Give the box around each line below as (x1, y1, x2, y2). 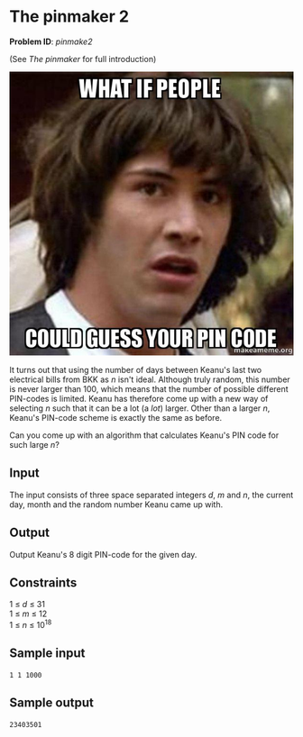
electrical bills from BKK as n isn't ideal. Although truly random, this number (9, 374, 290, 385)
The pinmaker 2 (9, 6, 129, 27)
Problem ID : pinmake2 (9, 36, 93, 47)
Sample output (9, 696, 95, 711)
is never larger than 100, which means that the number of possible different (9, 383, 289, 394)
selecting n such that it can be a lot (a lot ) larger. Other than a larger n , (9, 403, 271, 414)
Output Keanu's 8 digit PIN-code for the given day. (9, 549, 197, 560)
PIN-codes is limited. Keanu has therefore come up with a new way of (9, 393, 269, 404)
